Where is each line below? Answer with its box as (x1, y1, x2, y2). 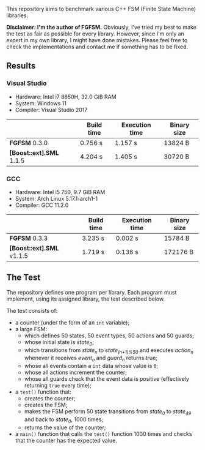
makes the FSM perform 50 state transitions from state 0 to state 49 (24, 408, 192, 416)
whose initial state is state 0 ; (24, 338, 95, 347)
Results (6, 61, 36, 71)
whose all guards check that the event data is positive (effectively (24, 375, 189, 383)
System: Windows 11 (15, 99, 67, 107)
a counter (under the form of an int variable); (15, 318, 130, 326)
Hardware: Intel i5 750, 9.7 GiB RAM (15, 188, 106, 195)
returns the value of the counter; (24, 424, 106, 431)
